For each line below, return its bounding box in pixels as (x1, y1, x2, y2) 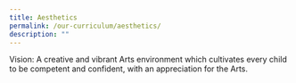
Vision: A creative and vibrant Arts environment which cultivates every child (9, 54, 287, 65)
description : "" (9, 29, 70, 38)
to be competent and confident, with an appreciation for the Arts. (9, 63, 248, 74)
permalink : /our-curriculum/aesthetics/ (9, 21, 162, 30)
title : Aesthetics (9, 12, 78, 22)
